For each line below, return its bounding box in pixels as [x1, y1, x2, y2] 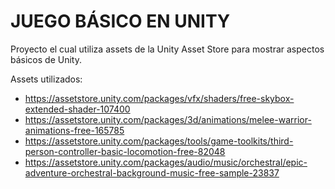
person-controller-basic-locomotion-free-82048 [24, 145, 226, 157]
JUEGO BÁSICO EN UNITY [10, 10, 231, 33]
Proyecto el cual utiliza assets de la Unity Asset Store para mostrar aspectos [10, 43, 325, 55]
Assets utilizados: [10, 73, 83, 85]
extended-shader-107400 [24, 103, 131, 115]
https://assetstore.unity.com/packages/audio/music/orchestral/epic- [24, 156, 308, 168]
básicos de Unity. [10, 53, 82, 65]
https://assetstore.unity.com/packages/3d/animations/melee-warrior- [24, 113, 312, 125]
